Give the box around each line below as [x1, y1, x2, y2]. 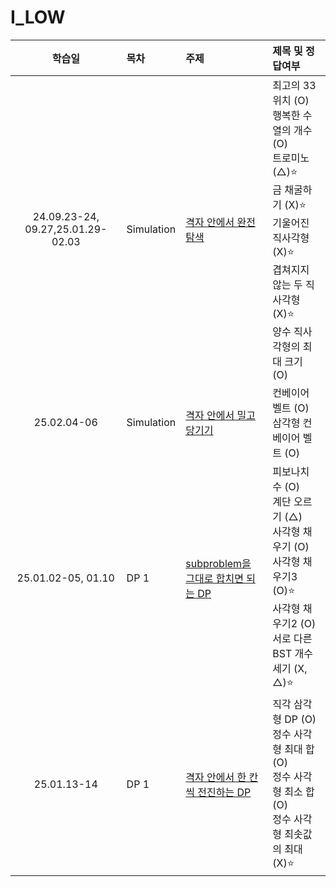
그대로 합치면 [185, 571, 244, 585]
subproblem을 [185, 556, 252, 570]
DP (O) [284, 712, 317, 726]
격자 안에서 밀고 [185, 408, 256, 422]
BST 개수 [272, 646, 314, 660]
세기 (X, [272, 661, 308, 675]
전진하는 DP [197, 786, 252, 800]
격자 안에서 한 [185, 771, 247, 785]
